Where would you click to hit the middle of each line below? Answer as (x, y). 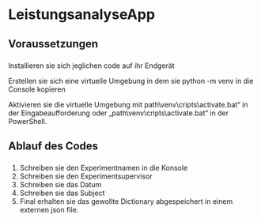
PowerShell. (28, 121)
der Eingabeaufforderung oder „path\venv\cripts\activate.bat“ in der (119, 113)
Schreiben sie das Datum (61, 184)
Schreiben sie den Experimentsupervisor (86, 176)
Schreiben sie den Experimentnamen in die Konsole (104, 167)
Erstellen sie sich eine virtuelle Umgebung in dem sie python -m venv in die (131, 81)
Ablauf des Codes (53, 146)
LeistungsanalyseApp (82, 15)
